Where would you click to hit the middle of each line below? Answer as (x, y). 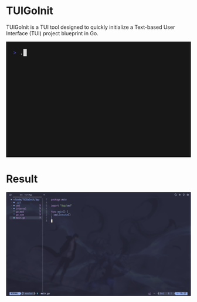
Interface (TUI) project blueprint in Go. (52, 33)
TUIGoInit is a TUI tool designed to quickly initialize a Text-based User (91, 27)
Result (22, 179)
